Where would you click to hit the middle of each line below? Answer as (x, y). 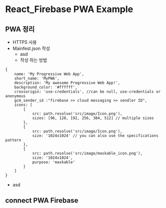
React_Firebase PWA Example (69, 9)
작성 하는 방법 (33, 60)
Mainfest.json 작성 (31, 48)
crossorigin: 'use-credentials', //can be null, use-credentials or (88, 92)
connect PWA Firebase (42, 201)
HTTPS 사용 (24, 42)
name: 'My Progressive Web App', (49, 74)
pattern (13, 140)
